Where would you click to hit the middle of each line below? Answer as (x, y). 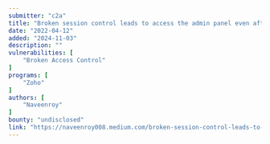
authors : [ (27, 98)
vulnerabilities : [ (41, 53)
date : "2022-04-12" (41, 30)
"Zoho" (34, 82)
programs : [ (28, 75)
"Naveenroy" (43, 105)
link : (17, 127)
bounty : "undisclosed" (46, 120)
